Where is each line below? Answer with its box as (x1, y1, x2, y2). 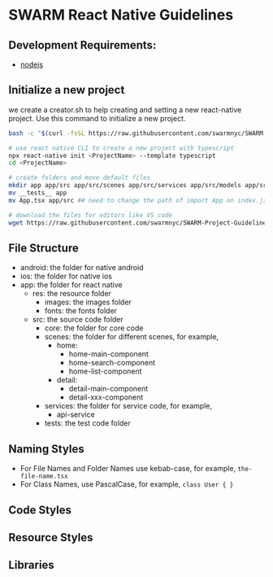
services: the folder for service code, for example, (44, 401, 213, 411)
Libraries (8, 558, 54, 572)
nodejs (19, 59, 43, 69)
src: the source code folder (32, 315, 123, 325)
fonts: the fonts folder (44, 306, 118, 316)
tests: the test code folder (44, 418, 132, 428)
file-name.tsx (19, 472, 68, 481)
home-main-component (68, 349, 149, 359)
